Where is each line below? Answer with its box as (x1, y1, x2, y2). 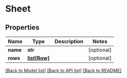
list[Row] (27, 55, 50, 61)
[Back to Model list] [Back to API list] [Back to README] (5, 67, 122, 73)
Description (54, 38, 84, 45)
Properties (5, 23, 40, 32)
